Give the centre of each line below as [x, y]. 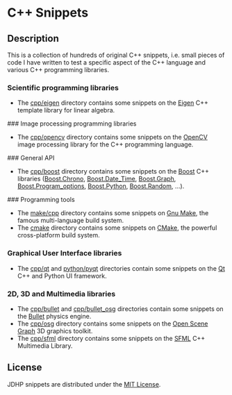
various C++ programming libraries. [58, 70]
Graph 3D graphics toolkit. [55, 330]
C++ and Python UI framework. [62, 276]
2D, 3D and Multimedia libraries [61, 294]
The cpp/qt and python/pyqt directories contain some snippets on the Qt [121, 268]
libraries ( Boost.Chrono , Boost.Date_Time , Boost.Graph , [97, 179]
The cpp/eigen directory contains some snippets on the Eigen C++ [113, 103]
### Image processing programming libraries [72, 124]
